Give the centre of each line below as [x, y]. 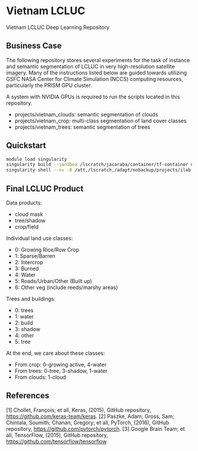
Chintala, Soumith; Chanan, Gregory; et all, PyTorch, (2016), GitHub [88, 422]
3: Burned [27, 268]
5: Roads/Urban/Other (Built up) [53, 281]
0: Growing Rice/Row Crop [47, 250]
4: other [24, 335]
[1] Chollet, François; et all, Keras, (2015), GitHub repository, [79, 410]
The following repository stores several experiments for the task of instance [98, 60]
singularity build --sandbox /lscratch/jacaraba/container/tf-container [97, 165]
